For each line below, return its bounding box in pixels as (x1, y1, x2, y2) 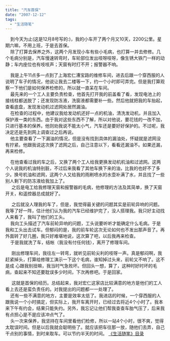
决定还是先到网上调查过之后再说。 (5, 129, 76, 135)
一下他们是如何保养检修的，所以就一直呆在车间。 (9, 85, 112, 91)
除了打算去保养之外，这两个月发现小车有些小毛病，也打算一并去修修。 (10, 49, 157, 55)
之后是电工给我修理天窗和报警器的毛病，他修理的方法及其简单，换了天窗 (11, 184, 162, 191)
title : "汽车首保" (5, 7, 41, 13)
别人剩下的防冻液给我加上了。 (5, 178, 67, 184)
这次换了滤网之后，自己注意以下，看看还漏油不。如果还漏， (40, 142, 165, 148)
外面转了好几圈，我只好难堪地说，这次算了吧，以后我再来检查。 (5, 233, 138, 239)
